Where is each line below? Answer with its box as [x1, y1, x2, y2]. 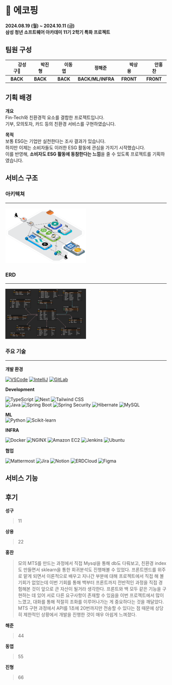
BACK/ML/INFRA [77, 75, 115, 82]
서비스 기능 [5, 474, 38, 483]
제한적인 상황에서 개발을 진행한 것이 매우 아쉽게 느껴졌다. [23, 612, 137, 618]
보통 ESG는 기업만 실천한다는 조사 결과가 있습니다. [5, 138, 106, 144]
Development [5, 386, 35, 393]
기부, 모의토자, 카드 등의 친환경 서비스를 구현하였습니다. [5, 121, 116, 127]
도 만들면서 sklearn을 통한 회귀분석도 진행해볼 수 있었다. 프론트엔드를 [17, 566, 157, 573]
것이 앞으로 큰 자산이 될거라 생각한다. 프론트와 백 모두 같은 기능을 [31, 586, 161, 592]
